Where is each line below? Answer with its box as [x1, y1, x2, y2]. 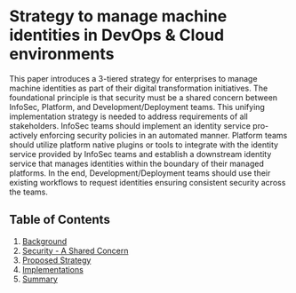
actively [9, 130, 38, 140]
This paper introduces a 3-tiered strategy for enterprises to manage [9, 73, 258, 83]
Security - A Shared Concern [21, 245, 129, 256]
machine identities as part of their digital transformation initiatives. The [9, 83, 268, 93]
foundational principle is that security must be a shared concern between [9, 91, 278, 103]
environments [9, 44, 115, 64]
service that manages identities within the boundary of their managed [9, 158, 265, 169]
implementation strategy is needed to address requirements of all [9, 111, 249, 122]
